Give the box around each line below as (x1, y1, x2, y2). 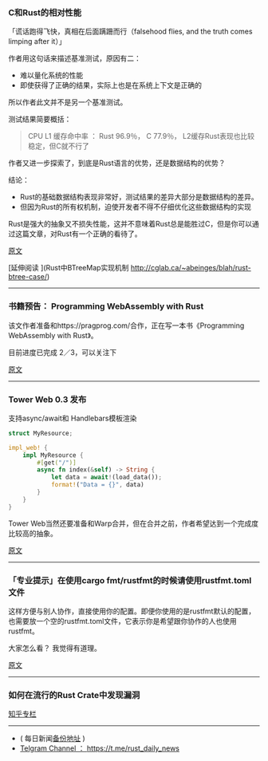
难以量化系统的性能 (19, 70, 84, 81)
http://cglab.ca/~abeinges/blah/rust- (130, 263, 251, 273)
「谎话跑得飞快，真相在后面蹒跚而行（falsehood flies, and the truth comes (8, 26, 253, 37)
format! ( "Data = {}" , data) (50, 481, 145, 489)
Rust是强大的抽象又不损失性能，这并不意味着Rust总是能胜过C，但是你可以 (8, 219, 253, 229)
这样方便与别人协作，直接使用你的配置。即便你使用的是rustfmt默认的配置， (8, 606, 256, 616)
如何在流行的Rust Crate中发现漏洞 (8, 689, 140, 700)
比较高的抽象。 (8, 528, 57, 538)
